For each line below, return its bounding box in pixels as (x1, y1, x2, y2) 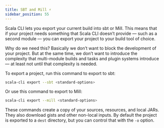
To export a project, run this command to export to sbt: (5, 70, 116, 76)
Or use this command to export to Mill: (5, 89, 82, 95)
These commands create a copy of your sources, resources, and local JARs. (5, 107, 159, 113)
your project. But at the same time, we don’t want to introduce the (5, 50, 138, 56)
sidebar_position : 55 (5, 12, 49, 17)
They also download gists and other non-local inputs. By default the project (5, 112, 157, 118)
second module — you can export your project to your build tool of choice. (5, 35, 156, 42)
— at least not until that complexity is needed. (5, 61, 97, 67)
